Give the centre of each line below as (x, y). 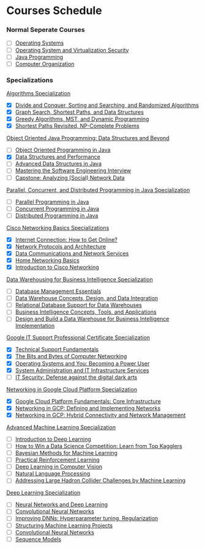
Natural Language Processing (53, 474)
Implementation (35, 326)
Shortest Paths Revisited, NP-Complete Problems (77, 126)
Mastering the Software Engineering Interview (73, 171)
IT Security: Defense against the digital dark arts (76, 377)
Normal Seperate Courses (46, 30)
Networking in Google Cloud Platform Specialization (72, 389)
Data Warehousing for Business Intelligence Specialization (80, 279)
